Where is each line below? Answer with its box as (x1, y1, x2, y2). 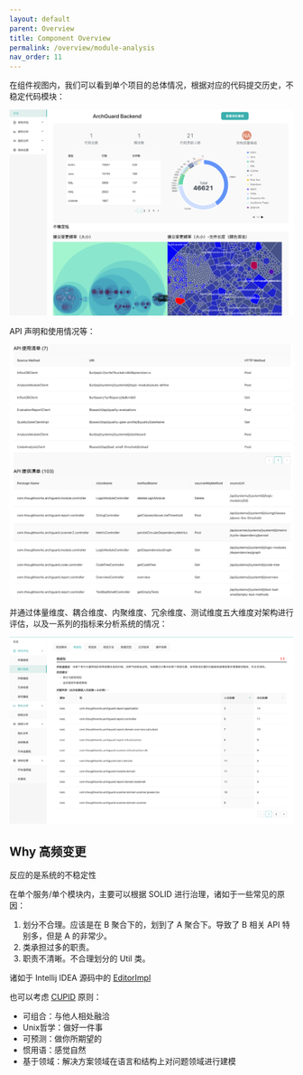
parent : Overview (9, 23, 75, 33)
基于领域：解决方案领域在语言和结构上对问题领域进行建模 (22, 1056, 236, 1067)
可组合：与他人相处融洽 (22, 1011, 110, 1022)
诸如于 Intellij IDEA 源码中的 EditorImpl (9, 972, 151, 984)
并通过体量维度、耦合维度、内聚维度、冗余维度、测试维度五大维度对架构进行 (9, 607, 294, 618)
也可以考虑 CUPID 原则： (9, 992, 102, 1003)
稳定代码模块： (9, 91, 65, 102)
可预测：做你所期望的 (22, 1033, 102, 1044)
